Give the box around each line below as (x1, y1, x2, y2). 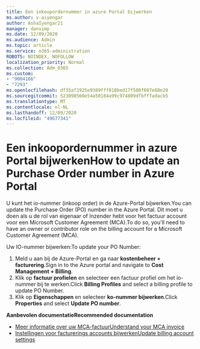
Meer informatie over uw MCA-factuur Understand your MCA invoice (14, 323, 185, 330)
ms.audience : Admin (6, 37, 55, 43)
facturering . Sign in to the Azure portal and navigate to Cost (14, 262, 164, 269)
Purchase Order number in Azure (6, 167, 175, 181)
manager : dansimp (6, 25, 50, 32)
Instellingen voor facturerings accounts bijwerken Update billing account (14, 330, 194, 337)
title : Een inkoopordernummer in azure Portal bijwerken (6, 8, 152, 15)
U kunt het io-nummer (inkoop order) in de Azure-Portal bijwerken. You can (6, 200, 192, 207)
